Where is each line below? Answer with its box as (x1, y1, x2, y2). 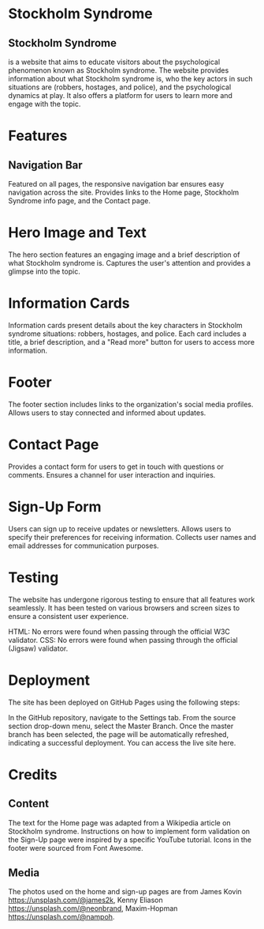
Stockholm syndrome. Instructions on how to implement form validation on (8, 826, 251, 836)
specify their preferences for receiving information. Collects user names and (8, 532, 256, 542)
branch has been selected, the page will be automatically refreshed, (8, 729, 229, 739)
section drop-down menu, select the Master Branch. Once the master (8, 721, 234, 731)
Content (8, 797, 50, 810)
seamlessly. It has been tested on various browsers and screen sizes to (8, 602, 240, 613)
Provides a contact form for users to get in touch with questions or (8, 462, 225, 471)
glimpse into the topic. (8, 266, 80, 276)
